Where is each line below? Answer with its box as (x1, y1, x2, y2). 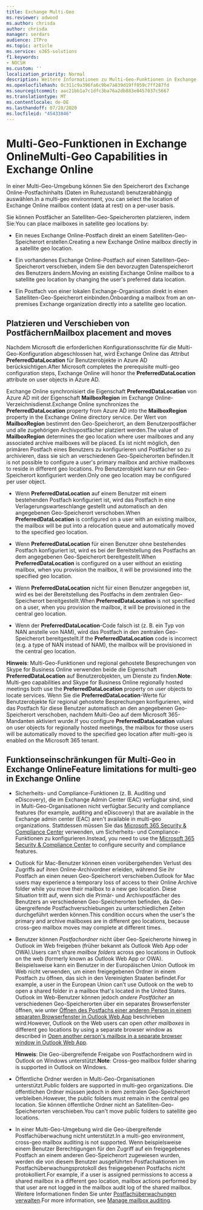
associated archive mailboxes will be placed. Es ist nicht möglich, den (6, 440, 180, 447)
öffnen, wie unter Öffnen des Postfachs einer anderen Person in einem (15, 1006, 192, 1014)
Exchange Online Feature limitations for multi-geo (6, 764, 197, 774)
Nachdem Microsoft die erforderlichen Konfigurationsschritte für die (6, 344, 177, 351)
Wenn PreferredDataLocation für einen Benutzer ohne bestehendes (15, 540, 186, 548)
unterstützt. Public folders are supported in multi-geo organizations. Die (15, 1081, 193, 1089)
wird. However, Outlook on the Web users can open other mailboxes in (15, 1019, 190, 1027)
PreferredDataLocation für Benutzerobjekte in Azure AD (6, 356, 148, 364)
